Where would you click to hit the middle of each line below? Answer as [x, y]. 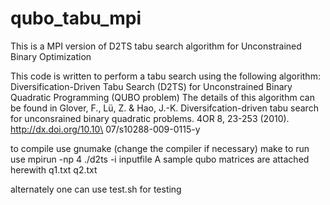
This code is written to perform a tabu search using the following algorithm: [165, 76]
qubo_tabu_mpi [76, 18]
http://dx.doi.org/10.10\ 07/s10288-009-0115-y [105, 129]
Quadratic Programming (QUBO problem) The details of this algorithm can [162, 97]
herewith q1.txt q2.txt [54, 169]
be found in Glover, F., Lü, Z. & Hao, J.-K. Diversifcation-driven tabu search [164, 108]
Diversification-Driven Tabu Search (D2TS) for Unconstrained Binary [151, 86]
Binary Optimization [51, 56]
